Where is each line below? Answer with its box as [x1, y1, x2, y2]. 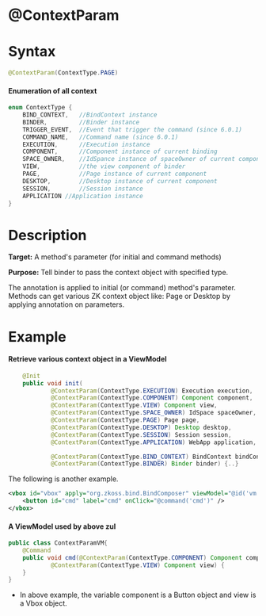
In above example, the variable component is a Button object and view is [19, 590, 256, 600]
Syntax [8, 43, 56, 61]
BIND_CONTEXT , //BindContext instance [22, 111, 158, 119]
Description [8, 226, 87, 244]
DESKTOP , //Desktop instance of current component [22, 177, 218, 185]
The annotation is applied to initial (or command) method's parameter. [8, 283, 236, 293]
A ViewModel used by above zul [8, 522, 116, 531]
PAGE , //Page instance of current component [22, 170, 207, 178]
